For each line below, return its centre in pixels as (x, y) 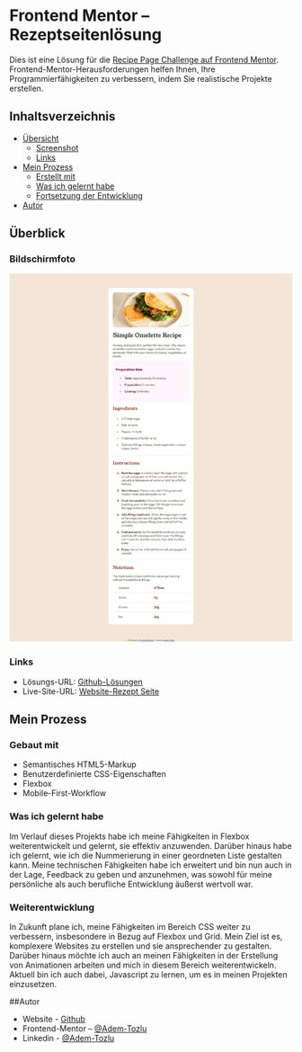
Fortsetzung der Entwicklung (89, 195)
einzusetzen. (33, 984)
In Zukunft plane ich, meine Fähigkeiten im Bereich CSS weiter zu (130, 926)
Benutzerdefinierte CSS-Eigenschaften (94, 774)
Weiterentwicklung (52, 907)
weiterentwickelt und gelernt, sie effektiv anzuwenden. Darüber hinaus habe (151, 845)
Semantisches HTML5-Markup (79, 764)
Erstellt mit (56, 176)
